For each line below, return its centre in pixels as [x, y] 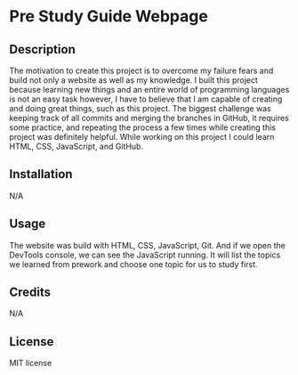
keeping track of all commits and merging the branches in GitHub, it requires [149, 118]
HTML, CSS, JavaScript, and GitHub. [77, 146]
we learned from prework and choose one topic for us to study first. [133, 264]
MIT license [31, 363]
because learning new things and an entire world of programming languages [149, 90]
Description [42, 49]
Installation [41, 174]
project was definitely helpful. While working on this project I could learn [142, 137]
